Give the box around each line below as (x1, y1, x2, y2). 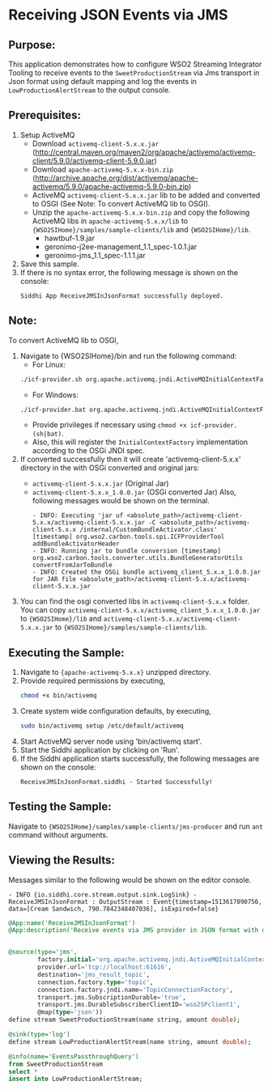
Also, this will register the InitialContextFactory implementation (32, 437, 249, 447)
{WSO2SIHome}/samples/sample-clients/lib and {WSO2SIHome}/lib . (32, 224, 251, 234)
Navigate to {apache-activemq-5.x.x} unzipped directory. (19, 668, 211, 677)
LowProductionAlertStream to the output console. (8, 85, 172, 95)
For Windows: (32, 390, 79, 400)
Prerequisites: (8, 108, 81, 122)
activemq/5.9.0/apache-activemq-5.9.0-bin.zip (32, 181, 189, 191)
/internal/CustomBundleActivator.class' (79, 526, 218, 534)
